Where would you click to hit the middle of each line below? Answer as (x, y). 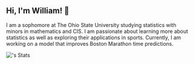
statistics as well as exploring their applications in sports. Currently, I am (93, 37)
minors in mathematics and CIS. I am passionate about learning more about (97, 31)
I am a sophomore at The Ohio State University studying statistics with (91, 25)
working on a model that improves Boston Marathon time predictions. (90, 43)
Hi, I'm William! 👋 (38, 11)
